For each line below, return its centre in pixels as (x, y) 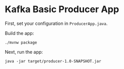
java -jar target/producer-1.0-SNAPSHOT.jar (53, 61)
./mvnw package (21, 42)
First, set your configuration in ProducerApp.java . (56, 23)
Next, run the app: (24, 52)
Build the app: (19, 33)
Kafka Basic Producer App (62, 9)
